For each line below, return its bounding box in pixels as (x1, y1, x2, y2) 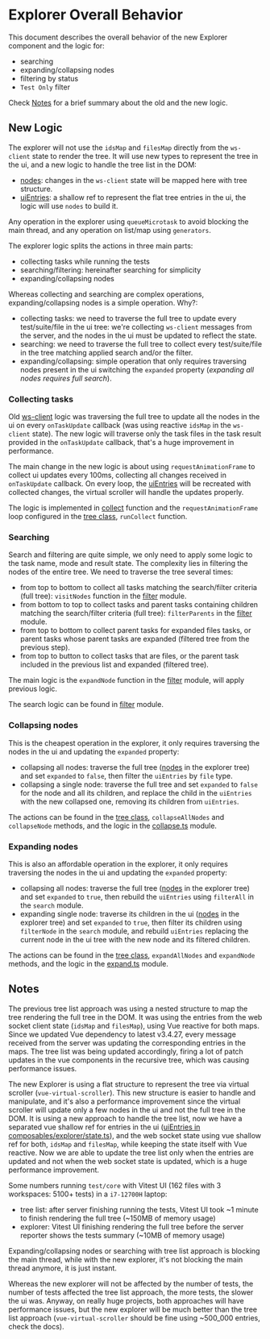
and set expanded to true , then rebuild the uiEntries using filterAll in (19, 892, 254, 901)
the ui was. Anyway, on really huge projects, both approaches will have (8, 1295, 244, 1305)
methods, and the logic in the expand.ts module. (8, 959, 169, 968)
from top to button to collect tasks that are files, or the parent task (19, 651, 239, 661)
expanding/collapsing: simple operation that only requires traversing (19, 356, 247, 366)
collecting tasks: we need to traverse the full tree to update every (19, 313, 237, 323)
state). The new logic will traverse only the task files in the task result (31, 429, 262, 439)
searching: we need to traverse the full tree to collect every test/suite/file (19, 339, 263, 348)
